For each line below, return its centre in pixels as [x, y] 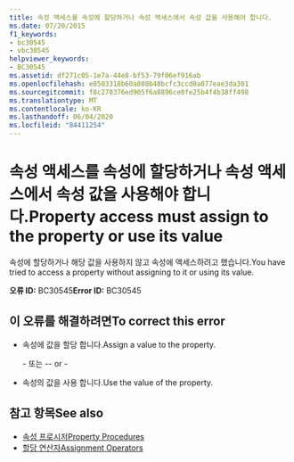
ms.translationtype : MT [53, 100]
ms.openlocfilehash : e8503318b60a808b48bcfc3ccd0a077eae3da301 [129, 84]
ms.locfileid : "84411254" [57, 126]
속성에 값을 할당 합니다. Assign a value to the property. [119, 344]
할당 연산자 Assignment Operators [83, 448]
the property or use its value [116, 236]
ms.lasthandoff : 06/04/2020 [61, 117]
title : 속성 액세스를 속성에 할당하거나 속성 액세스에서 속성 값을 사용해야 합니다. [141, 17]
